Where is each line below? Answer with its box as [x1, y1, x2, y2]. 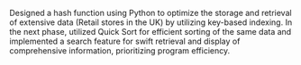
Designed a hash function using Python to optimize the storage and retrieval [9, 8, 292, 18]
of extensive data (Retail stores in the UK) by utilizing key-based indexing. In [9, 17, 293, 28]
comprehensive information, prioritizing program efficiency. [9, 45, 231, 56]
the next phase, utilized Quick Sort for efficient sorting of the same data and [9, 27, 292, 37]
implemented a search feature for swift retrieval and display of [9, 36, 241, 46]
